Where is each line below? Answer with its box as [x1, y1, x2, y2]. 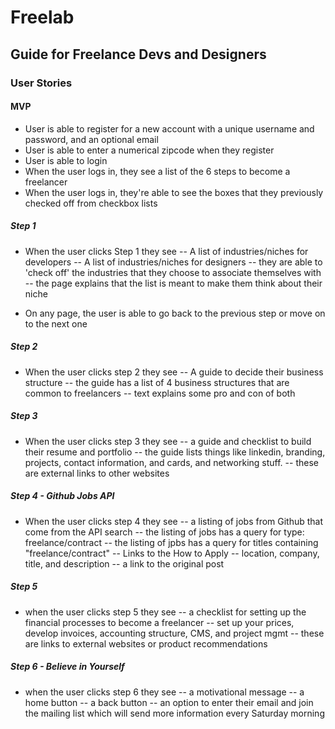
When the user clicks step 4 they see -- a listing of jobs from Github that [24, 515, 324, 527]
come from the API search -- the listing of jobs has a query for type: [24, 526, 305, 538]
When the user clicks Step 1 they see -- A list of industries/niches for [24, 245, 309, 257]
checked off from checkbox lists [24, 197, 158, 209]
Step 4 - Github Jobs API [10, 490, 115, 502]
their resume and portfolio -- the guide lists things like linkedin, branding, [24, 446, 326, 458]
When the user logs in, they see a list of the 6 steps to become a [24, 165, 291, 177]
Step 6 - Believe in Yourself [10, 661, 125, 673]
